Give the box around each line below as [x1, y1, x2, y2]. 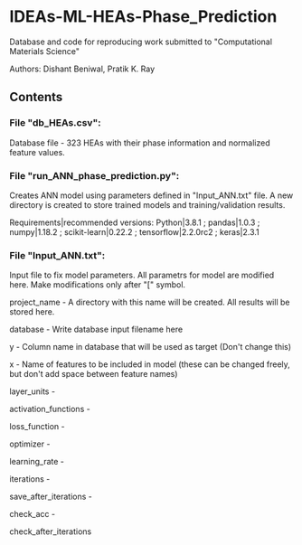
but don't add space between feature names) [9, 369, 178, 380]
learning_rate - [9, 456, 65, 467]
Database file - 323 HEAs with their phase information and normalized [9, 137, 270, 148]
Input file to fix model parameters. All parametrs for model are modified [9, 269, 275, 281]
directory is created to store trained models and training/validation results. [9, 199, 286, 210]
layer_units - [9, 386, 56, 397]
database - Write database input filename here [9, 324, 184, 335]
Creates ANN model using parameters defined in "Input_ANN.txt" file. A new [9, 190, 294, 201]
